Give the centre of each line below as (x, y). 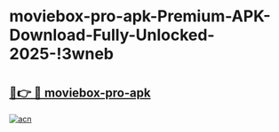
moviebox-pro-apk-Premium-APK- (140, 16)
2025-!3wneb (61, 54)
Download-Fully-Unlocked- (112, 35)
